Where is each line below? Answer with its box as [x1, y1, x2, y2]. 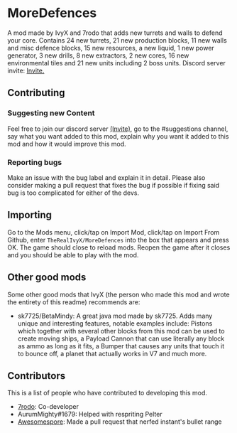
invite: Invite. [7, 66, 45, 75]
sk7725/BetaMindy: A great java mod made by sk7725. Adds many [17, 311, 213, 320]
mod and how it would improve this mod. [7, 139, 126, 148]
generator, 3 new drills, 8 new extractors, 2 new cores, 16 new [7, 51, 189, 60]
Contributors [7, 370, 66, 382]
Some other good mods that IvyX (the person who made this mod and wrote [7, 290, 230, 299]
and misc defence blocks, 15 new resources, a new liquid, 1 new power [7, 43, 214, 52]
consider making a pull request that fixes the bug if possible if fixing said [7, 181, 220, 189]
